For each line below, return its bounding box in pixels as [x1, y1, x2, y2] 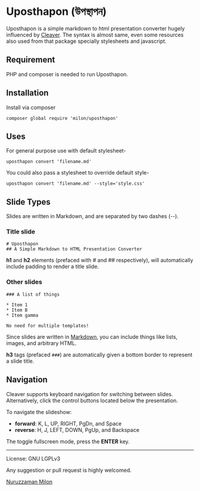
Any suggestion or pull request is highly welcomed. [6, 467, 132, 474]
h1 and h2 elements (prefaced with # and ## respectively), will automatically [6, 257, 193, 264]
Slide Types [6, 197, 51, 207]
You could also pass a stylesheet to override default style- [6, 169, 149, 176]
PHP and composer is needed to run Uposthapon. [6, 70, 129, 77]
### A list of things [6, 291, 60, 297]
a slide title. [6, 357, 35, 365]
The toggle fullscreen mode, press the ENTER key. [6, 437, 130, 445]
